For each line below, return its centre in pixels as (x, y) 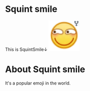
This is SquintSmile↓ (26, 49)
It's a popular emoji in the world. (38, 83)
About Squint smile (45, 69)
